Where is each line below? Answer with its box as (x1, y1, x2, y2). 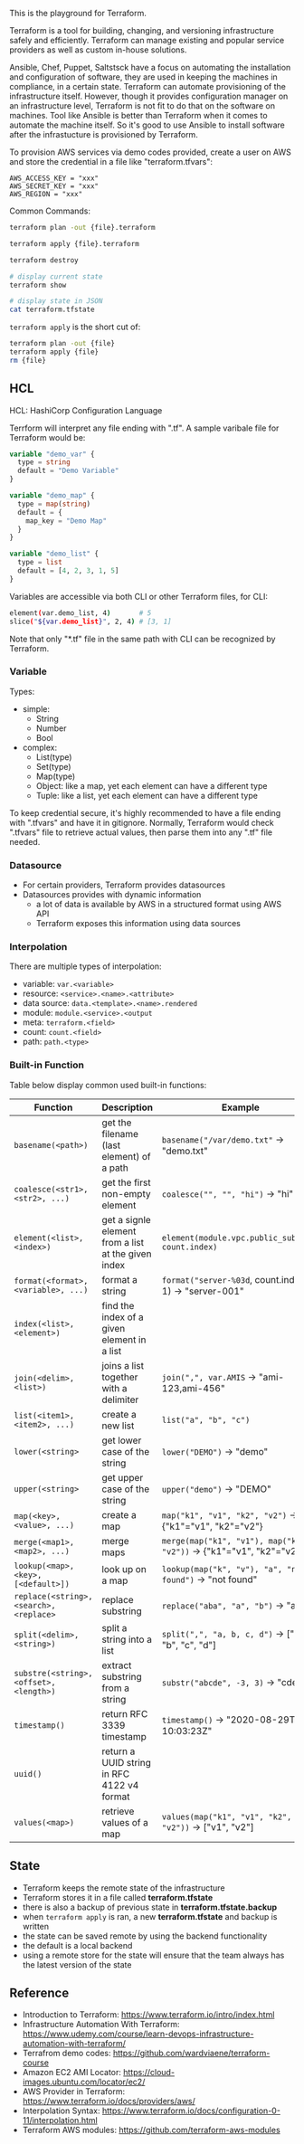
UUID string (101, 1756, 152, 1769)
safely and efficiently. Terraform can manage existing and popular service (9, 35, 285, 45)
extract (101, 1659, 132, 1672)
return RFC (101, 1707, 148, 1720)
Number (35, 723, 67, 734)
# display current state (9, 271, 103, 281)
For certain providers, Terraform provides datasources (22, 879, 226, 890)
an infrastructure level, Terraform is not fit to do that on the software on (9, 100, 276, 111)
